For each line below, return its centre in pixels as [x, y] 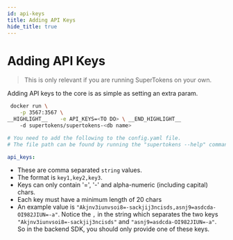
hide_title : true [32, 26]
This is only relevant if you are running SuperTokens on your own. [118, 80]
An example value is [46, 207]
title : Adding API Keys [42, 20]
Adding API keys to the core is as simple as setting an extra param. [103, 94]
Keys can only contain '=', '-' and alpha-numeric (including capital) [112, 185]
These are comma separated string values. [79, 170]
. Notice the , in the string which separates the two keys [138, 214]
